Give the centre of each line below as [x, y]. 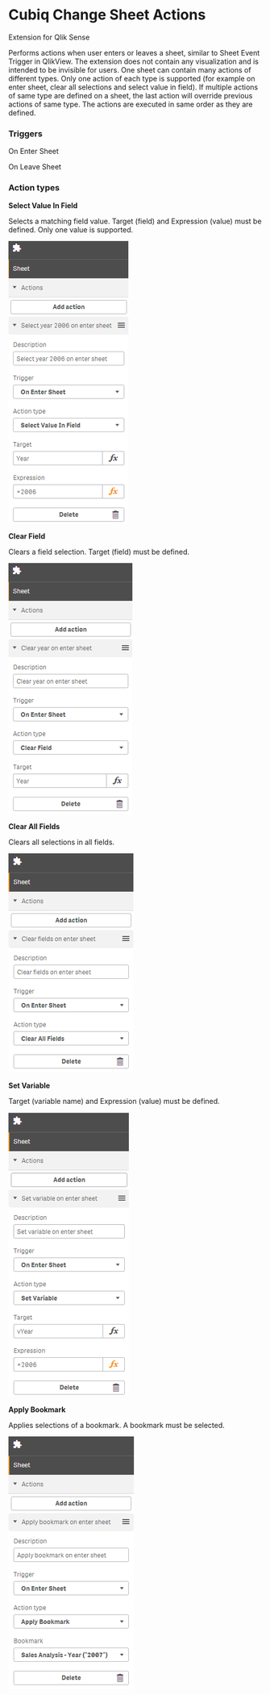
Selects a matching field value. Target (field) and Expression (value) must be [135, 221]
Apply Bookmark [37, 1410]
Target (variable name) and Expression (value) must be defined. [114, 1101]
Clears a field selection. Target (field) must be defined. [99, 552]
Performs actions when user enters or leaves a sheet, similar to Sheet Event [134, 52]
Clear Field [27, 536]
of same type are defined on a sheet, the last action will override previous [131, 95]
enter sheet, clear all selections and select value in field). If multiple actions [133, 87]
